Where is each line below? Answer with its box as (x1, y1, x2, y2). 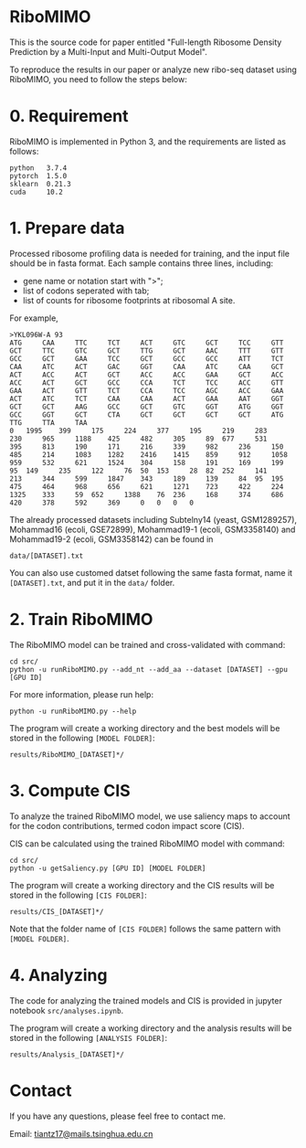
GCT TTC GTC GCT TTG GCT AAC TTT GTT (9, 345, 284, 356)
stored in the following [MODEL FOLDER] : (9, 732, 155, 743)
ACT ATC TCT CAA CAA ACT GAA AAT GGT (9, 394, 284, 403)
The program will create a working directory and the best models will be (9, 722, 280, 733)
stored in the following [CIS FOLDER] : (9, 889, 148, 900)
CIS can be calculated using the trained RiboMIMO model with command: (9, 838, 285, 849)
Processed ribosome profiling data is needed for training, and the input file (9, 248, 290, 259)
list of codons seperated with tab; (22, 285, 150, 296)
